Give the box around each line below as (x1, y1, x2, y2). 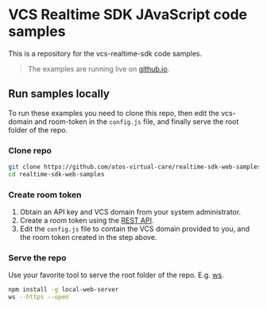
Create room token (8, 189, 82, 200)
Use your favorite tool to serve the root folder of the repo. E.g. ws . (8, 270, 224, 280)
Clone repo (8, 145, 52, 156)
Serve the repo (8, 253, 67, 264)
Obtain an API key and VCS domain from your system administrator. (19, 207, 242, 217)
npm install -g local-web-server (8, 286, 119, 294)
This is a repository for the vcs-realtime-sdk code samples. (8, 48, 203, 58)
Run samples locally (8, 87, 110, 101)
